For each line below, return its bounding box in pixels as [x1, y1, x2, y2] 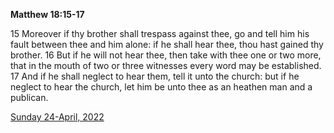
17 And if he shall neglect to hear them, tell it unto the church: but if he [10, 70, 300, 82]
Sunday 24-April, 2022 [10, 111, 105, 123]
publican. [10, 92, 49, 103]
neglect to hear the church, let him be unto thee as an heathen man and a [10, 81, 313, 93]
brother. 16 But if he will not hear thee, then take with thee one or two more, [10, 49, 322, 61]
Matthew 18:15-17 [10, 9, 85, 20]
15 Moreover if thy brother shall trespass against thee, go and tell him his [10, 28, 310, 39]
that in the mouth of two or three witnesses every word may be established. [10, 60, 322, 71]
